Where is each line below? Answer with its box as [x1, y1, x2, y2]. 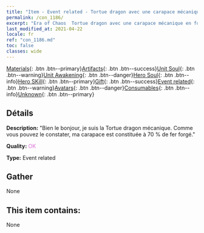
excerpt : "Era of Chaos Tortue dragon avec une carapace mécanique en [6, 20, 191, 26]
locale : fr [6, 31, 34, 38]
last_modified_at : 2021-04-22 [6, 25, 83, 32]
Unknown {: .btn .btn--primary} [18, 90, 95, 97]
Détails [6, 108, 33, 119]
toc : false [6, 43, 34, 49]
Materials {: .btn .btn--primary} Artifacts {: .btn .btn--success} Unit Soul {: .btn [6, 65, 195, 72]
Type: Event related [6, 154, 56, 161]
